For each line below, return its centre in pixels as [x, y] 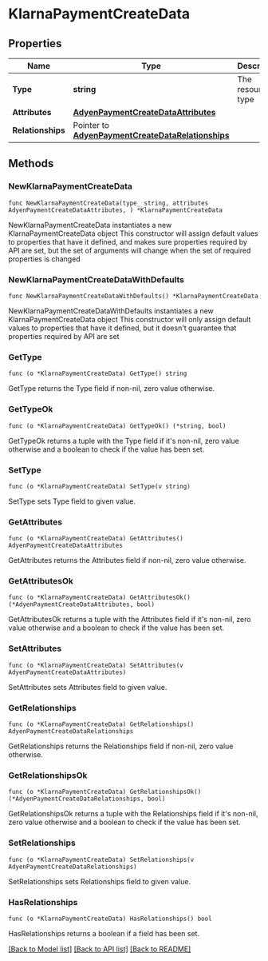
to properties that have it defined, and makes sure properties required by [128, 241]
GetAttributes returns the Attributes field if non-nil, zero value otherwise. [127, 560]
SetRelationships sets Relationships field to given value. [100, 881]
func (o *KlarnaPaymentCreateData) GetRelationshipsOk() [105, 792]
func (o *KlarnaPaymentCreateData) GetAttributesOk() [100, 598]
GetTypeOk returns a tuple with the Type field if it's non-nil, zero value [124, 441]
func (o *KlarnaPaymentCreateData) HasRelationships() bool [110, 919]
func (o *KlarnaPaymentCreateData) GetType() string [98, 374]
